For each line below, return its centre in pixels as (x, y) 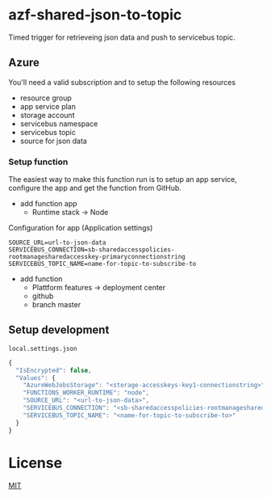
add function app (49, 204)
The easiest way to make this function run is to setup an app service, (123, 179)
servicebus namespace (59, 124)
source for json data (53, 141)
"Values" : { (36, 378)
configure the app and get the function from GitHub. (95, 188)
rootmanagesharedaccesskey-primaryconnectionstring (97, 257)
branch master (56, 305)
